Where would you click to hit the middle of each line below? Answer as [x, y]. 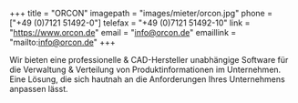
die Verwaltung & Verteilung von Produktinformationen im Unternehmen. [145, 69]
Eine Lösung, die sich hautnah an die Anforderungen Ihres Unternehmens [147, 79]
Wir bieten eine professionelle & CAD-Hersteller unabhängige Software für [149, 60]
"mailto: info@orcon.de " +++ [62, 42]
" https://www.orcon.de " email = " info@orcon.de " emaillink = [123, 32]
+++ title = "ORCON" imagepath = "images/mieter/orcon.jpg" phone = [141, 13]
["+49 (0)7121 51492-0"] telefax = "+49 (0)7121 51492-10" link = [130, 23]
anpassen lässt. [39, 89]
